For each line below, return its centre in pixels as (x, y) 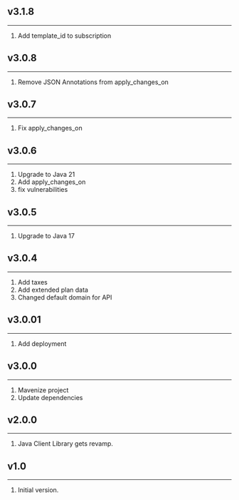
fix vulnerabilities (43, 190)
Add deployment (42, 343)
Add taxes (32, 282)
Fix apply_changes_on (50, 128)
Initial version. (38, 490)
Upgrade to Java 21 (46, 175)
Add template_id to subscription (64, 36)
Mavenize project (43, 390)
